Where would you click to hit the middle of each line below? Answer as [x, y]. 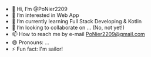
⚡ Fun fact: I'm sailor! [37, 49]
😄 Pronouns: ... [31, 42]
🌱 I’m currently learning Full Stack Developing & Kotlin [77, 21]
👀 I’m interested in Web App [45, 15]
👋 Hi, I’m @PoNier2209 [39, 9]
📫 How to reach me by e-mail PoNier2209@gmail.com [78, 34]
